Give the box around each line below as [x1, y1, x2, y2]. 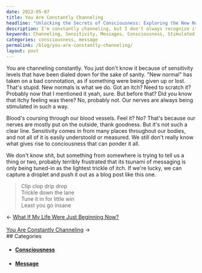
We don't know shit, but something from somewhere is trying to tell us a [6, 152, 185, 159]
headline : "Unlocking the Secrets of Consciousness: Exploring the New [6, 20, 189, 26]
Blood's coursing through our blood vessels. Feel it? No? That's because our [6, 114, 196, 121]
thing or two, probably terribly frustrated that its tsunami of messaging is [6, 158, 186, 165]
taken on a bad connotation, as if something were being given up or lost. [6, 77, 186, 84]
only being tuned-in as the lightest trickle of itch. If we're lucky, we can [6, 164, 182, 171]
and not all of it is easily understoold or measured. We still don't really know [6, 133, 194, 141]
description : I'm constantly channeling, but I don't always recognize [6, 25, 189, 32]
